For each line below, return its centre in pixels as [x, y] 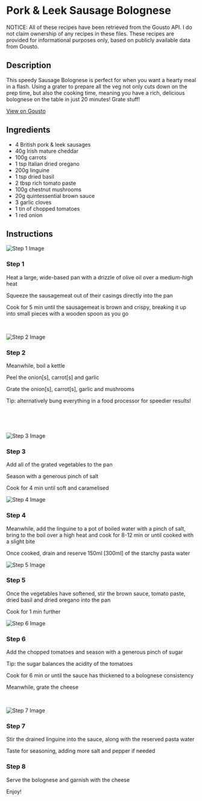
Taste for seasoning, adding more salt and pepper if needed [81, 751]
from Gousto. [23, 46]
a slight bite [21, 541]
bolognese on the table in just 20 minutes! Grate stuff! [73, 99]
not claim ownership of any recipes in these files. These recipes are [90, 33]
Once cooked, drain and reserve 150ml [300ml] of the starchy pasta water [98, 553]
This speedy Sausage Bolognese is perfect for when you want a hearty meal [101, 80]
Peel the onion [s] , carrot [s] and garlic [53, 377]
